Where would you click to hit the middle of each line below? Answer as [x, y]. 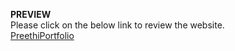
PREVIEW [31, 14]
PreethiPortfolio [42, 35]
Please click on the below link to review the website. [117, 25]
